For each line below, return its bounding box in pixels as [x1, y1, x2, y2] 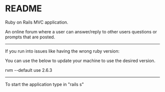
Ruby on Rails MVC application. [5, 19, 69, 25]
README [5, 3, 42, 14]
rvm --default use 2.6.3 [5, 67, 53, 73]
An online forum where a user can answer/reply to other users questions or [5, 29, 157, 34]
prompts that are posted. [5, 34, 55, 40]
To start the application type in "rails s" [5, 81, 84, 87]
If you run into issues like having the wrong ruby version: [5, 48, 120, 54]
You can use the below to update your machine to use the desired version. [5, 58, 156, 63]
